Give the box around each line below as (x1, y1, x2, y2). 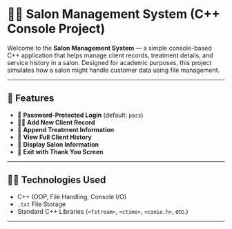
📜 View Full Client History (17, 133, 92, 141)
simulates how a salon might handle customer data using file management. (7, 66, 220, 74)
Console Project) (7, 21, 106, 37)
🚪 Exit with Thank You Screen (17, 147, 104, 156)
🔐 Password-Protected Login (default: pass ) (17, 111, 144, 119)
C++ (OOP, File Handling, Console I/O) (17, 192, 127, 201)
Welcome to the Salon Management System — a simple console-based (7, 44, 212, 52)
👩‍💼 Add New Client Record (17, 118, 95, 127)
